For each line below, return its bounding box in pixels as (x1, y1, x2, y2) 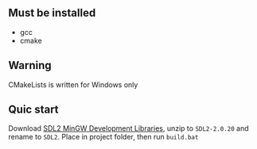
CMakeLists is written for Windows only (8, 79, 138, 90)
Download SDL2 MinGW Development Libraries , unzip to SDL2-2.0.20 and (8, 124, 249, 133)
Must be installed (8, 6, 96, 20)
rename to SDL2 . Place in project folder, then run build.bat (8, 132, 199, 142)
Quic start (8, 103, 59, 117)
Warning (8, 59, 52, 72)
